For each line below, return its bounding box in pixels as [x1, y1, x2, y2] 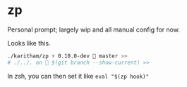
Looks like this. [7, 39, 51, 47]
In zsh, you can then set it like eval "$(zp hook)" [7, 72, 150, 80]
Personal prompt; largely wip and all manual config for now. [7, 25, 180, 34]
